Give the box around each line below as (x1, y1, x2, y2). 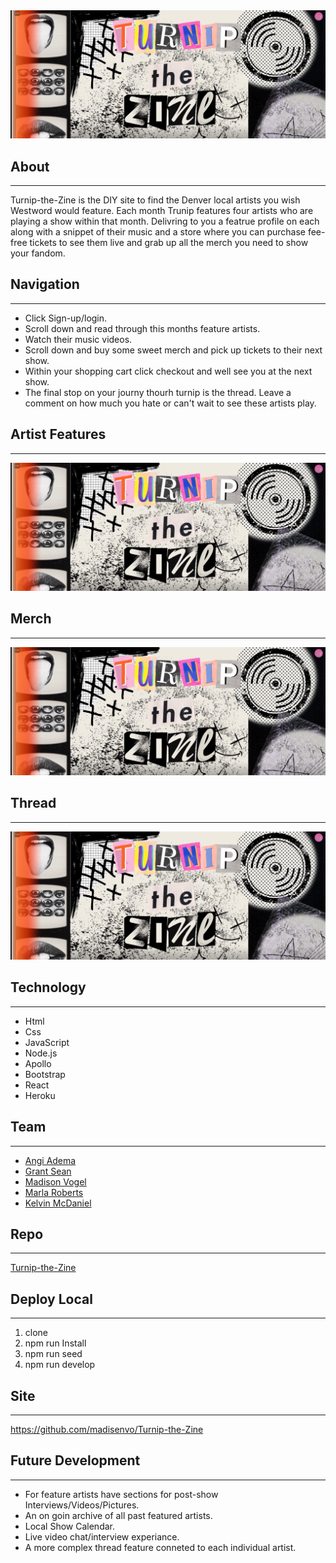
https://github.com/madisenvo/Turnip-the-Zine (10, 1424, 204, 1436)
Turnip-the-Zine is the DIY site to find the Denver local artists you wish (10, 194, 301, 206)
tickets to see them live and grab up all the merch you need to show (29, 237, 309, 249)
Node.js (24, 1047, 58, 1059)
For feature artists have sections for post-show (24, 1488, 219, 1500)
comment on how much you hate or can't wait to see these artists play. (24, 397, 317, 409)
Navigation (10, 276, 80, 293)
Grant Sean (24, 1165, 72, 1177)
